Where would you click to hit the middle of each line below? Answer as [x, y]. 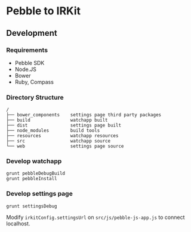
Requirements [27, 50]
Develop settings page [39, 194]
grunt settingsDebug [32, 206]
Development [32, 33]
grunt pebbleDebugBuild [36, 174]
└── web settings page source [65, 146]
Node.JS [26, 69]
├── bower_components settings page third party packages [84, 115]
